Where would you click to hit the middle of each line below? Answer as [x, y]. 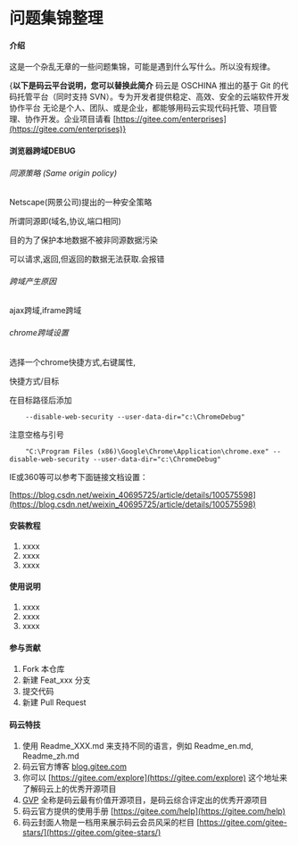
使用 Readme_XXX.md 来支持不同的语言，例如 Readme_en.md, [138, 746]
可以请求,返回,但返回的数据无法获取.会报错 [87, 259]
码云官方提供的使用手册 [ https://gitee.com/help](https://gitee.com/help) [153, 811]
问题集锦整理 [57, 18]
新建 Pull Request [54, 702]
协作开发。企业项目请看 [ [70, 119]
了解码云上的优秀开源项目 [69, 789]
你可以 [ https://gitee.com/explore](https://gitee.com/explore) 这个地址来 [155, 778]
